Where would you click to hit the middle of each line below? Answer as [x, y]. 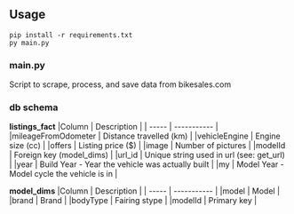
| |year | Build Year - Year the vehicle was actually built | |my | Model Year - [147, 164]
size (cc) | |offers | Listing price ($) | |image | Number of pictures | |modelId [147, 146]
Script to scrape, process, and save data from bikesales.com [120, 84]
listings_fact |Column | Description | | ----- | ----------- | [114, 127]
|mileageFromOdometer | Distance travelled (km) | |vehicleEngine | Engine [145, 136]
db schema [34, 107]
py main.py [29, 43]
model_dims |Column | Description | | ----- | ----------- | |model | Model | [145, 191]
